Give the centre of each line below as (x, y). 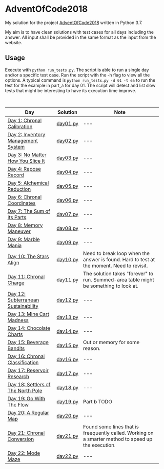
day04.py (67, 172)
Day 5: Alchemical (28, 183)
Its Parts (17, 217)
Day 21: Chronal (26, 433)
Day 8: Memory (25, 225)
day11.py (67, 279)
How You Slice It (26, 161)
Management (23, 141)
